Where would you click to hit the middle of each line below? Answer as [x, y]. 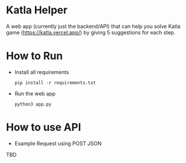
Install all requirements [42, 72]
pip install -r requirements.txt [55, 83]
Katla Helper [37, 10]
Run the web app [35, 93]
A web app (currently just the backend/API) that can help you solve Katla [93, 26]
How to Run [34, 56]
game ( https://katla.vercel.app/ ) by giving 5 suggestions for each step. [91, 32]
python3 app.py [33, 104]
